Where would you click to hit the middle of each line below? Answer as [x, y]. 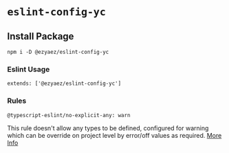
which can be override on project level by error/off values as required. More [115, 135]
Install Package [41, 36]
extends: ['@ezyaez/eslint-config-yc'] [64, 84]
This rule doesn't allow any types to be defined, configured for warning [108, 128]
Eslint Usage [29, 69]
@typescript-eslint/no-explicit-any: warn [69, 115]
